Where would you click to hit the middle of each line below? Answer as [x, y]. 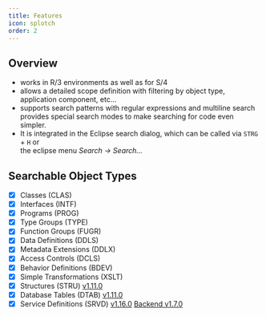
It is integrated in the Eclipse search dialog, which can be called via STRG [139, 134]
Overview [33, 63]
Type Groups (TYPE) [54, 222]
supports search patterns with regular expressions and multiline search [137, 108]
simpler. [33, 125]
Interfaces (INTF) [48, 205]
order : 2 [23, 30]
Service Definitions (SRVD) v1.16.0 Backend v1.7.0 [101, 304]
